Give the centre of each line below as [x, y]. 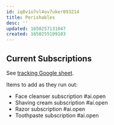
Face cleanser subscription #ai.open [60, 96]
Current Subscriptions [49, 59]
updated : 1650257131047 [36, 29]
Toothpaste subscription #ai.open [57, 115]
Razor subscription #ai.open [50, 109]
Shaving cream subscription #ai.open [62, 102]
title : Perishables [31, 17]
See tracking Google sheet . [40, 73]
